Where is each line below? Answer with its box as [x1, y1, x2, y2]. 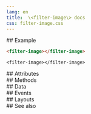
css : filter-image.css [6, 20, 64, 26]
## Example [6, 37, 36, 44]
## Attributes [6, 70, 39, 78]
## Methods [6, 76, 37, 84]
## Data [6, 83, 27, 90]
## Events [6, 89, 32, 97]
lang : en [6, 8, 29, 15]
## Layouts [6, 96, 35, 103]
